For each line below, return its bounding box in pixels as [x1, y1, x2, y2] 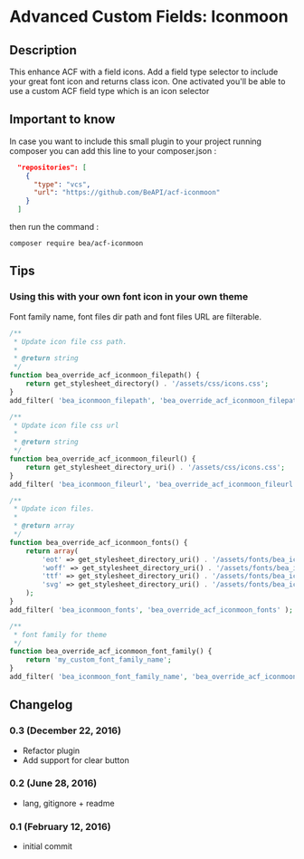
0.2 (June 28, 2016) [9, 777, 98, 789]
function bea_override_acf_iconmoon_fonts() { [9, 538, 188, 547]
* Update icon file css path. [13, 337, 128, 346]
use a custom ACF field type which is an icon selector [9, 86, 210, 96]
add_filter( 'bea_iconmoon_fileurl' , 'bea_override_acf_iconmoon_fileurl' [9, 480, 298, 489]
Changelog [9, 697, 73, 712]
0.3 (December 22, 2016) [9, 724, 122, 737]
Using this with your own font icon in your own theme [9, 291, 249, 303]
